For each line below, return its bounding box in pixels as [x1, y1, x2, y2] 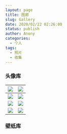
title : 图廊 [5, 12, 29, 17]
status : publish [5, 26, 40, 32]
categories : [5, 36, 30, 41]
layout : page [5, 7, 33, 13]
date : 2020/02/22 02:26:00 [5, 21, 62, 27]
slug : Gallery [5, 17, 36, 22]
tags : [5, 45, 17, 50]
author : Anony [5, 31, 36, 36]
